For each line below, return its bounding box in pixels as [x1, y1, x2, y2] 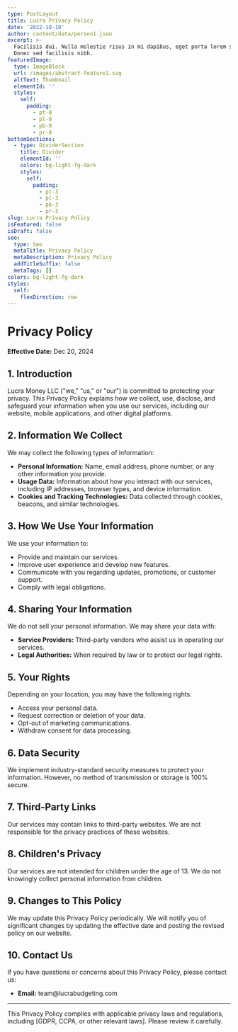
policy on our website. [7, 929, 72, 937]
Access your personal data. [17, 704, 98, 712]
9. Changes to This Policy [7, 895, 122, 907]
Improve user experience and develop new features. [17, 560, 170, 568]
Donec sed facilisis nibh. [13, 50, 93, 57]
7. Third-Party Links [7, 801, 96, 813]
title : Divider [20, 149, 65, 156]
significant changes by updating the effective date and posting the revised [7, 921, 225, 929]
